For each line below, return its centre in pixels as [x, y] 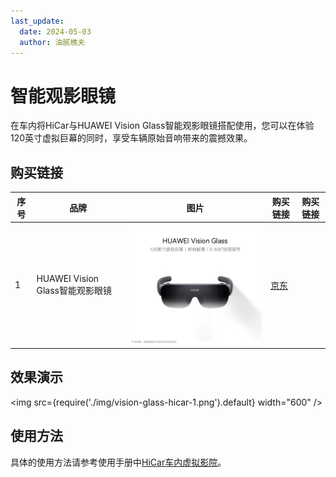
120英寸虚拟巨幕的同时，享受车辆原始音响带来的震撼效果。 [131, 138]
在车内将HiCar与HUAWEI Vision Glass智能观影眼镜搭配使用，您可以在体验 [162, 126]
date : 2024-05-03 [55, 31]
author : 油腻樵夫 [52, 42]
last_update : [37, 21]
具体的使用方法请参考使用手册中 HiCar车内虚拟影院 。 [118, 462]
